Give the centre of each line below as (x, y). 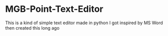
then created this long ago (32, 28)
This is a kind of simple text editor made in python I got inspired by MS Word (84, 23)
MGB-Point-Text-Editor (54, 9)
